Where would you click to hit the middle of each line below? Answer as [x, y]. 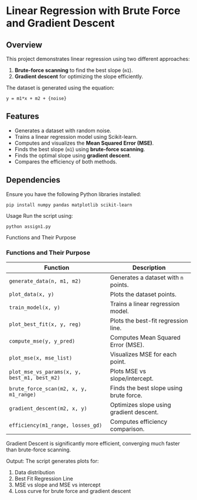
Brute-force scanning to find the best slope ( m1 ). [74, 70]
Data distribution [35, 472]
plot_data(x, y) [32, 294]
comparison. [127, 429]
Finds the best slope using [146, 388]
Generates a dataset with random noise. [63, 131]
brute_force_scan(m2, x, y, [48, 388]
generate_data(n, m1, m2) [45, 281]
